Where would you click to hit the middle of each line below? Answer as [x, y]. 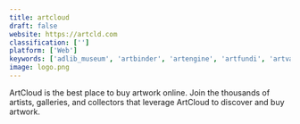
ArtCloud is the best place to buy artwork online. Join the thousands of [140, 92]
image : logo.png [39, 68]
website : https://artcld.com [63, 34]
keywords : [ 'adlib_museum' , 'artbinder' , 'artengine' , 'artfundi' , [137, 59]
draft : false [33, 26]
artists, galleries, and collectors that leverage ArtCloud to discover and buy [147, 102]
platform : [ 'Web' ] [43, 51]
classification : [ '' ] [50, 42]
